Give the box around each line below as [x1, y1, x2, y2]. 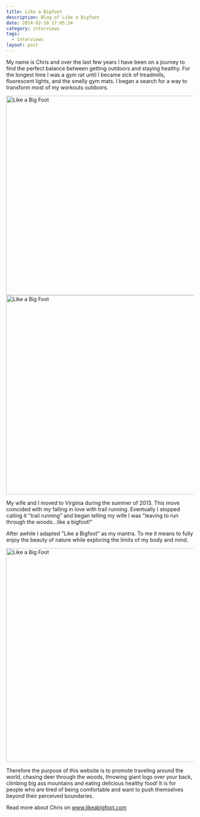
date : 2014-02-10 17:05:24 [6, 20, 73, 26]
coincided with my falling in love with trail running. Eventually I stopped [6, 505, 180, 512]
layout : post [6, 42, 39, 48]
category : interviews [6, 25, 60, 32]
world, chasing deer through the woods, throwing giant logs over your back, [6, 773, 192, 780]
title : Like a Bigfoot [6, 8, 62, 15]
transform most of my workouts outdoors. [6, 84, 109, 91]
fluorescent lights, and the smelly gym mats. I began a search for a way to [6, 77, 187, 84]
